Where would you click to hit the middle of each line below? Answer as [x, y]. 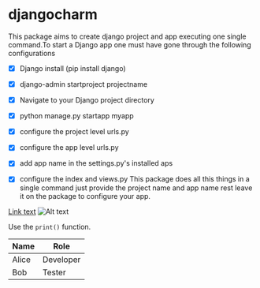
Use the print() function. [50, 227]
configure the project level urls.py [74, 132]
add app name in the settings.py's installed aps [96, 163]
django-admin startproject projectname [84, 84]
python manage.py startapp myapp [76, 116]
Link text [22, 211]
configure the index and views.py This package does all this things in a [134, 179]
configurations [32, 53]
